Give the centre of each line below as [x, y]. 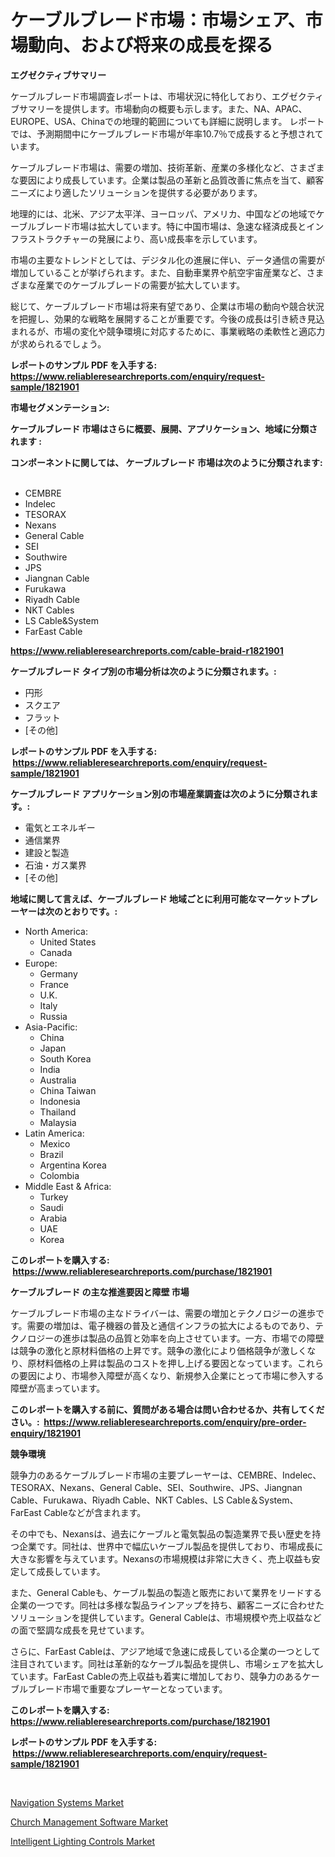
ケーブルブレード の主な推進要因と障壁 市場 [100, 1292]
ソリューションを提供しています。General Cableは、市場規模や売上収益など [166, 1617]
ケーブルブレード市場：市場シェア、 [158, 20]
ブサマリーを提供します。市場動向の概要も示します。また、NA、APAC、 [159, 108]
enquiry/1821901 [45, 1433]
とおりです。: [90, 911]
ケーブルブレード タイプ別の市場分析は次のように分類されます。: [143, 671]
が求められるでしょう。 [58, 343]
